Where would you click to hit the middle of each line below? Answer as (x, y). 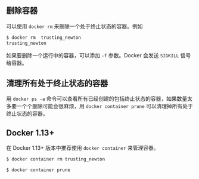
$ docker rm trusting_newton (44, 38)
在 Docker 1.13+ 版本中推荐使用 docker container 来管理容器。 (83, 148)
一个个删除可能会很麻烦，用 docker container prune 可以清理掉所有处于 (105, 106)
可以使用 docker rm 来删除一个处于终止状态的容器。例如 (74, 26)
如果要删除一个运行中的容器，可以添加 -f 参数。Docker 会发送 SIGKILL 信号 (99, 55)
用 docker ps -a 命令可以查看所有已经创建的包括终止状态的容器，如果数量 (97, 99)
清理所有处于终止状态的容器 (57, 83)
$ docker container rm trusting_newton (56, 159)
